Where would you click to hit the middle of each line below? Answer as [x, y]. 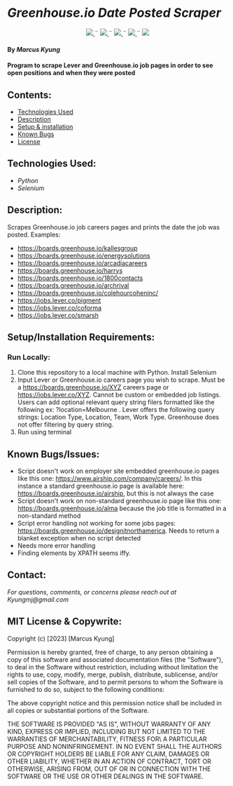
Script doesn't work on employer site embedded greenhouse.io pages [118, 471]
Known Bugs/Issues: [54, 454]
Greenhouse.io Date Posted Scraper [114, 13]
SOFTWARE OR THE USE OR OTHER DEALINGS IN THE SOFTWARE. [105, 776]
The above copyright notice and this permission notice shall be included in [114, 702]
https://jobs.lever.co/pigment [59, 300]
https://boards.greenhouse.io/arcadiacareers [82, 263]
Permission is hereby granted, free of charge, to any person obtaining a [110, 652]
